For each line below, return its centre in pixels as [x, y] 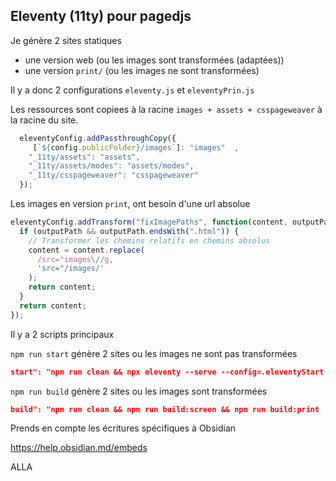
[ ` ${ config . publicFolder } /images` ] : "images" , [136, 147]
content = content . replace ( [86, 250]
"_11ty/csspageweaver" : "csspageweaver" [113, 175]
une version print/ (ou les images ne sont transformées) [142, 70]
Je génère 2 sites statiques [66, 40]
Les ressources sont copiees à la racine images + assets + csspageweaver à [166, 109]
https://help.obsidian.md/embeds [79, 448]
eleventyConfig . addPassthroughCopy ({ [98, 138]
